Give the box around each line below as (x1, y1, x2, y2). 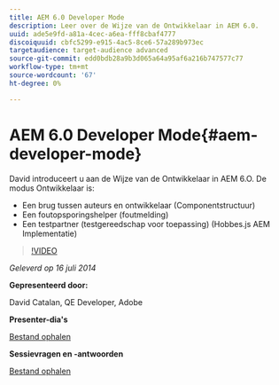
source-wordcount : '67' (9, 71, 97, 80)
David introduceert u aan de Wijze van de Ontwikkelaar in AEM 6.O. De (9, 173, 267, 184)
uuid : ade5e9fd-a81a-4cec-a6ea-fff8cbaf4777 (9, 29, 176, 38)
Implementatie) (21, 228, 78, 239)
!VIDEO (30, 245, 58, 255)
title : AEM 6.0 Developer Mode (9, 12, 125, 22)
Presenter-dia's (9, 314, 68, 325)
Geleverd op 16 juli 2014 (9, 263, 97, 273)
